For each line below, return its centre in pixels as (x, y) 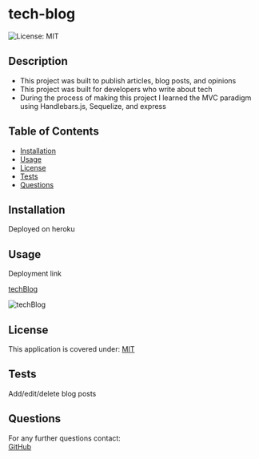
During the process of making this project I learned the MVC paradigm (135, 98)
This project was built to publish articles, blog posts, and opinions (128, 80)
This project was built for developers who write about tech (116, 89)
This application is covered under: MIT (72, 349)
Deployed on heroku (42, 229)
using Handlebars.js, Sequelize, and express (93, 106)
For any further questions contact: (65, 438)
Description (38, 61)
